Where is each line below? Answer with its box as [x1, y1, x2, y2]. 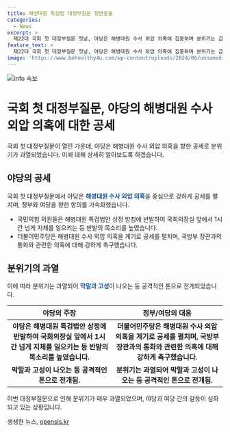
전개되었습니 [183, 282, 217, 290]
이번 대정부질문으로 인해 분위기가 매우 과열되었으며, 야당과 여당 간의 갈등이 [7, 394, 207, 403]
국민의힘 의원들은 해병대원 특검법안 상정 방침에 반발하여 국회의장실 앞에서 [16, 215, 214, 223]
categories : [7, 16, 41, 23]
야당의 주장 [42, 309, 77, 318]
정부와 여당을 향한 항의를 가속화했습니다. [21, 200, 130, 209]
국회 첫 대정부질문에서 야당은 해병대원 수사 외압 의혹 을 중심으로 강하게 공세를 [7, 192, 211, 200]
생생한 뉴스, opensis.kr [7, 418, 70, 426]
